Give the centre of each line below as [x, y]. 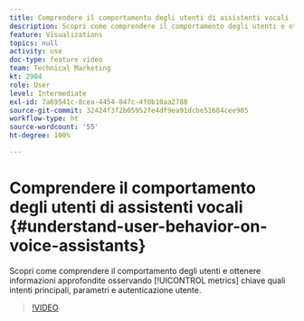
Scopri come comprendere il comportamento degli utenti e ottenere [135, 270]
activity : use [36, 52]
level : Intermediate [48, 93]
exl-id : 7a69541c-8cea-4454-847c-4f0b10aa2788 [99, 102]
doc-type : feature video [56, 60]
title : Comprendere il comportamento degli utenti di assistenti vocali [149, 18]
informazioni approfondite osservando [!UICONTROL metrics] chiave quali [147, 280]
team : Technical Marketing [60, 69]
